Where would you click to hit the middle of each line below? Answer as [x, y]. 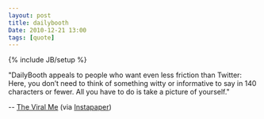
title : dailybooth [38, 23]
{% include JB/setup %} [48, 60]
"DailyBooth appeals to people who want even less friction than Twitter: [125, 75]
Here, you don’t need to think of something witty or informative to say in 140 [132, 84]
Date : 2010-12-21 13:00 [48, 30]
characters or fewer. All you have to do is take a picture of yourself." [119, 92]
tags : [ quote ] [32, 37]
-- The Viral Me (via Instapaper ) [60, 107]
